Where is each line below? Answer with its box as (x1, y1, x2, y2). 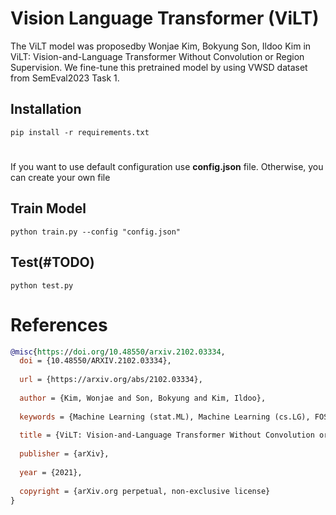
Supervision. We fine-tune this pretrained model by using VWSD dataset (10, 61, 308, 73)
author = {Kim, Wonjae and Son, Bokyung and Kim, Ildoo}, (19, 393, 267, 403)
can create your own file (10, 171, 111, 183)
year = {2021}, (19, 467, 83, 477)
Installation (10, 101, 82, 118)
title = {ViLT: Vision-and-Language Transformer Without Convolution (19, 430, 315, 441)
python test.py (10, 280, 74, 291)
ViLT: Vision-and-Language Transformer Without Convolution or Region (10, 50, 305, 62)
